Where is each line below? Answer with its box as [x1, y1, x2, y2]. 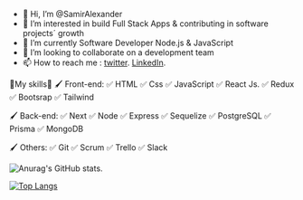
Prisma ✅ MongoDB [9, 123, 84, 134]
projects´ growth [22, 28, 84, 38]
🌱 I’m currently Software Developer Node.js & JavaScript [22, 37, 233, 48]
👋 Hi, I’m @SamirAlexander [22, 9, 123, 19]
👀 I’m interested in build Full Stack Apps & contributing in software [22, 18, 269, 29]
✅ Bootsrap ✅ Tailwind [9, 91, 95, 102]
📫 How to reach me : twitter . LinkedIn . [22, 57, 166, 68]
